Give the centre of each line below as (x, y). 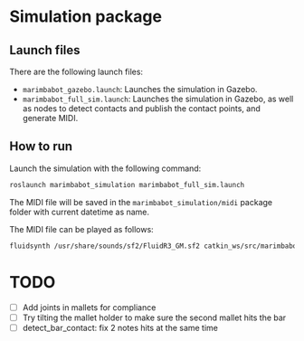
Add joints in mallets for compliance (89, 307)
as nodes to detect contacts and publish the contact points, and (141, 109)
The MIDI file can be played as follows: (81, 229)
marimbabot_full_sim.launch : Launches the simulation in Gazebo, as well (158, 99)
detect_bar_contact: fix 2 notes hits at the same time (120, 327)
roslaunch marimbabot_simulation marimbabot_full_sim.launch (127, 185)
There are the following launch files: (76, 71)
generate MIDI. (50, 118)
